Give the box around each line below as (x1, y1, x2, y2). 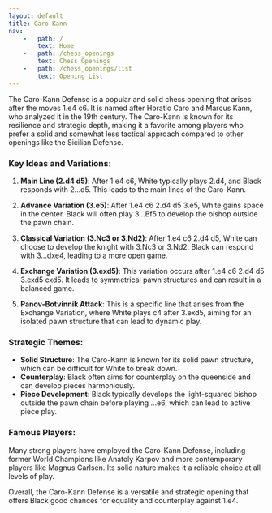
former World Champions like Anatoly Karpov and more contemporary (8, 454, 243, 464)
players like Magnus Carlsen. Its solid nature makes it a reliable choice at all (8, 463, 261, 472)
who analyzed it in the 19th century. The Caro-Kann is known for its (8, 111, 234, 122)
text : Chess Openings (37, 58, 111, 66)
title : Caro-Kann (8, 19, 67, 28)
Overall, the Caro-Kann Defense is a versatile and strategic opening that (8, 487, 249, 497)
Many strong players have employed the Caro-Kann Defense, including (8, 445, 246, 455)
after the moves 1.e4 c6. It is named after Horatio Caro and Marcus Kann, (8, 103, 253, 113)
